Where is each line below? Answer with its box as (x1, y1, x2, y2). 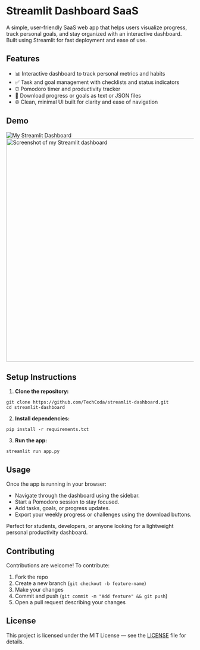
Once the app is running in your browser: (6, 480, 107, 487)
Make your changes (14, 586, 64, 593)
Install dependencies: (14, 415, 70, 422)
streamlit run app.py (6, 448, 60, 455)
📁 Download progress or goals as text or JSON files (14, 92, 142, 99)
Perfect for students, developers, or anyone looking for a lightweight (6, 523, 174, 530)
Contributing (6, 546, 55, 556)
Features (6, 54, 40, 64)
